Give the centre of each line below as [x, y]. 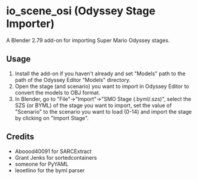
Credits [20, 137]
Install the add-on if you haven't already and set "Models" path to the [100, 74]
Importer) [31, 24]
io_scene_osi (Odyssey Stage [81, 11]
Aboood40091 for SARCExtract [53, 151]
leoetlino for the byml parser [50, 170]
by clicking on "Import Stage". [52, 118]
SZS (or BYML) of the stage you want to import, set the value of [93, 105]
